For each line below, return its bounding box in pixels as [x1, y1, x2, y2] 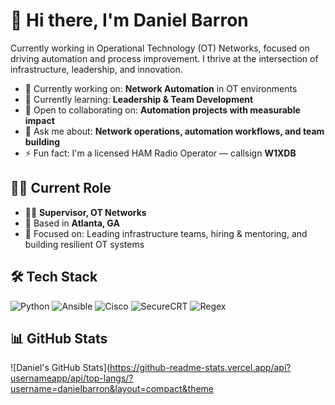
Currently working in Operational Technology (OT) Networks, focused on [10, 42, 310, 54]
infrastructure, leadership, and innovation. [10, 63, 183, 75]
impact [24, 114, 55, 126]
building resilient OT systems [24, 238, 145, 250]
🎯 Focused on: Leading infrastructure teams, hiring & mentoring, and [24, 227, 308, 239]
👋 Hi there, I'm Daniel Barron [10, 9, 249, 32]
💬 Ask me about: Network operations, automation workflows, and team [24, 125, 325, 137]
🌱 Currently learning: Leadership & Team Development [24, 93, 254, 105]
